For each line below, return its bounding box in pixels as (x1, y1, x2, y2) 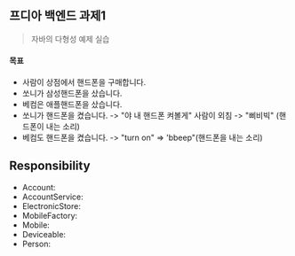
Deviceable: (21, 229, 67, 239)
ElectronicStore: (21, 200, 82, 211)
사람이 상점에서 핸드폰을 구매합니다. (21, 77, 147, 88)
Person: (21, 238, 52, 249)
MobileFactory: (21, 210, 78, 221)
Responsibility (9, 159, 91, 174)
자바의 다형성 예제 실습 (30, 34, 110, 44)
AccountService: (21, 191, 84, 202)
